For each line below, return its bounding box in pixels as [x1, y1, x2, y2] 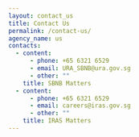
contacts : [8, 42, 42, 50]
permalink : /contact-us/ [8, 27, 92, 35]
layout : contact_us [8, 11, 74, 20]
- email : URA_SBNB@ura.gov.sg [29, 64, 131, 73]
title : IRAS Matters [22, 117, 92, 125]
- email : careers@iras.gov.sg [29, 102, 131, 110]
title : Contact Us [8, 19, 70, 27]
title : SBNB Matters [22, 79, 92, 87]
